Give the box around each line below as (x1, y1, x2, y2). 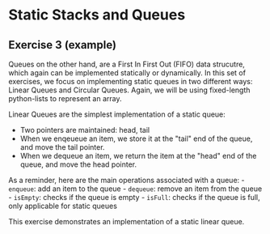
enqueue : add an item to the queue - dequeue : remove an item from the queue (8, 184, 263, 194)
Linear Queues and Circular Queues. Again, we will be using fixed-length (8, 85, 251, 95)
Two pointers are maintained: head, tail (19, 126, 150, 134)
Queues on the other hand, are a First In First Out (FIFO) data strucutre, (8, 59, 245, 69)
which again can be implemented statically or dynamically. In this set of (8, 68, 247, 78)
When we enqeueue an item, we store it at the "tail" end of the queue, (19, 134, 253, 143)
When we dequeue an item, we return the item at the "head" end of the (19, 151, 257, 160)
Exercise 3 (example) (8, 38, 117, 52)
